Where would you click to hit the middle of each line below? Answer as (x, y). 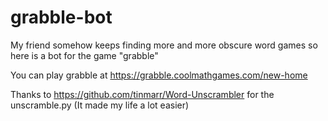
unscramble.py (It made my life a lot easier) (100, 105)
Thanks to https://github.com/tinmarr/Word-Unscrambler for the (142, 94)
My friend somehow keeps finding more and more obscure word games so (164, 45)
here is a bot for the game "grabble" (84, 55)
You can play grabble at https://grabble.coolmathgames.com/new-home (159, 75)
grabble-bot (61, 17)
